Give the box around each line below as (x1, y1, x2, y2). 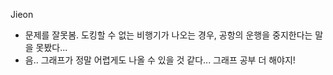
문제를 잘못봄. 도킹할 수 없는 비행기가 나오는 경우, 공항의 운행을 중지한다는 (24, 29, 313, 41)
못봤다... (35, 42, 68, 53)
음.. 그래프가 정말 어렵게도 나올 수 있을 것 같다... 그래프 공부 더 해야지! (24, 54, 296, 66)
